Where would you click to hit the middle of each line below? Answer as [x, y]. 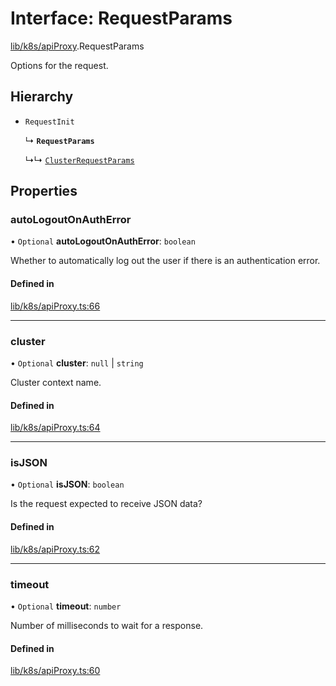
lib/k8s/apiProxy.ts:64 [55, 428]
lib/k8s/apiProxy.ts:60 [55, 671]
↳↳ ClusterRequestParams [79, 159]
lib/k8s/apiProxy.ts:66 [55, 306]
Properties [44, 191]
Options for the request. [59, 65]
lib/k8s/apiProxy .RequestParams [77, 46]
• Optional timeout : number [66, 606]
